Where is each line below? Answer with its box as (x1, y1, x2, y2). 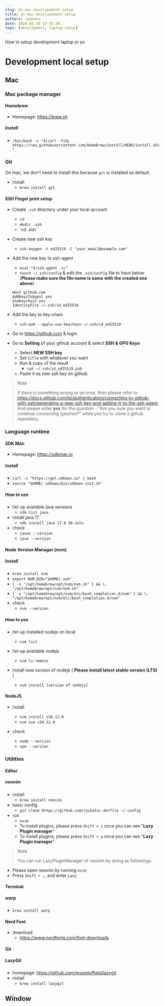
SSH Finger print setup (5, 196, 53, 201)
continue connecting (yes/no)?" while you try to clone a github (17, 411, 144, 417)
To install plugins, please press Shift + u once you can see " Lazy (19, 833, 154, 839)
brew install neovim (19, 798, 62, 803)
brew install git (19, 185, 55, 190)
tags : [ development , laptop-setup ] (5, 26, 78, 31)
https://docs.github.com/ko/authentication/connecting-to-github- (17, 395, 150, 401)
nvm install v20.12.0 (19, 715, 64, 720)
